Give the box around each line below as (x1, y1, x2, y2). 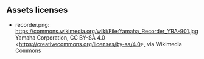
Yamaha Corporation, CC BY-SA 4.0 (15, 33, 105, 41)
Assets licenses (6, 5, 68, 15)
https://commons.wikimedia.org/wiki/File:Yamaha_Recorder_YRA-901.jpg (15, 27, 199, 35)
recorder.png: (15, 21, 50, 28)
